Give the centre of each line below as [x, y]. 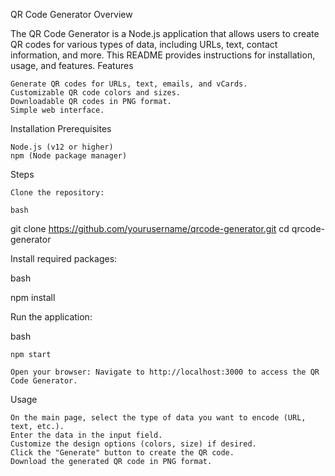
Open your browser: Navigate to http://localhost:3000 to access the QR [165, 372]
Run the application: [51, 317]
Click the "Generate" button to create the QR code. [122, 453]
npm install [33, 297]
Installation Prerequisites [61, 128]
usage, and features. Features [72, 65]
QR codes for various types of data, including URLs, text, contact [144, 44]
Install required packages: [64, 258]
